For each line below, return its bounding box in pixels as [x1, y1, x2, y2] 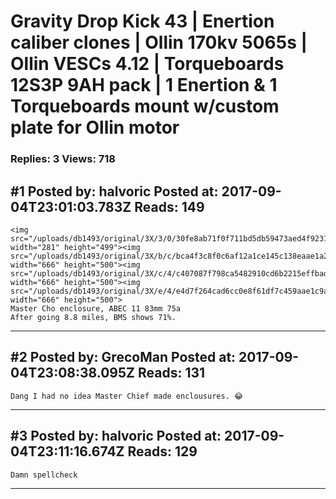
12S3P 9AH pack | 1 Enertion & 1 [10, 74, 278, 97]
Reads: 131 [137, 365, 206, 382]
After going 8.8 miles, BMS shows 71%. [10, 312, 177, 322]
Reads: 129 [127, 443, 198, 460]
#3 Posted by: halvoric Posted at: [10, 428, 222, 445]
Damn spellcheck [10, 470, 78, 480]
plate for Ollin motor [10, 116, 180, 139]
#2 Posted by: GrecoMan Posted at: [10, 349, 237, 366]
